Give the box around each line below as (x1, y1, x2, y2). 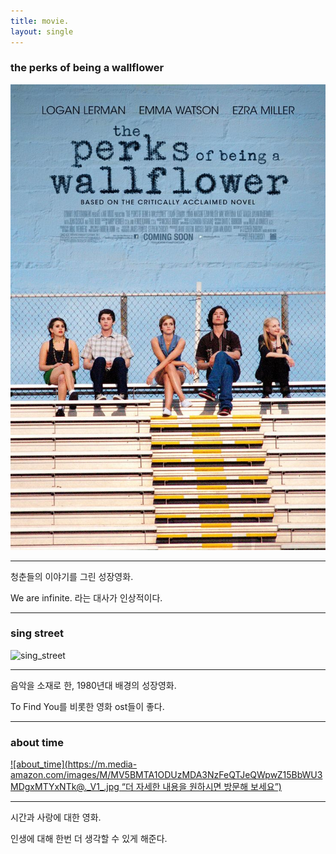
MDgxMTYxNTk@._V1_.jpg (10, 781, 120, 793)
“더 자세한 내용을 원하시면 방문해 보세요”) (121, 781, 282, 793)
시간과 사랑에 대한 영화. (10, 811, 102, 824)
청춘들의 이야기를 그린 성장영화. (10, 570, 134, 582)
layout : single (10, 26, 74, 37)
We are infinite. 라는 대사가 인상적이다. (10, 591, 163, 604)
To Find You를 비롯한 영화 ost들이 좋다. (10, 700, 165, 712)
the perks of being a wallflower (10, 61, 165, 75)
